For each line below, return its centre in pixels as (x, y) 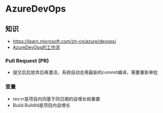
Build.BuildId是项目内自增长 (41, 105)
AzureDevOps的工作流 (36, 47)
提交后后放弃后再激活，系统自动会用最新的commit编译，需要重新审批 (85, 72)
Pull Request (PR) (27, 60)
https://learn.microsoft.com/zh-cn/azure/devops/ (64, 41)
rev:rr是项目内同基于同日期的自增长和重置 (56, 99)
